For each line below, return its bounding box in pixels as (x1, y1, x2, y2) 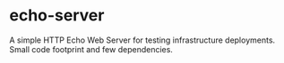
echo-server (9, 5, 105, 26)
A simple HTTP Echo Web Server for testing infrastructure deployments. (9, 35, 276, 45)
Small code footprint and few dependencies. (9, 43, 173, 54)
